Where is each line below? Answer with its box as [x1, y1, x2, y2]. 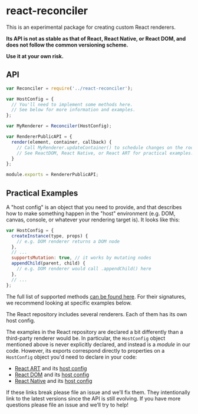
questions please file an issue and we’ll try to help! [6, 401, 128, 408]
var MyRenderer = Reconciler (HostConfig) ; [6, 123, 112, 129]
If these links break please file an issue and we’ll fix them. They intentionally [6, 389, 190, 396]
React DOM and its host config [14, 371, 90, 378]
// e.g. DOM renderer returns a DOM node [16, 239, 120, 244]
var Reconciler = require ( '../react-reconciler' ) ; [6, 85, 133, 91]
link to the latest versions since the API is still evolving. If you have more [6, 395, 181, 402]
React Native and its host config [14, 377, 93, 384]
